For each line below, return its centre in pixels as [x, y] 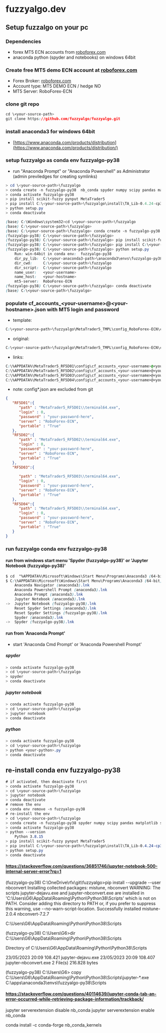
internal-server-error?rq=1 [33, 872]
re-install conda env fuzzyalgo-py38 [63, 770]
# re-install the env [28, 814]
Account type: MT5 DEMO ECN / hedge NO [57, 86]
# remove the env [23, 805]
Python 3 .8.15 [29, 837]
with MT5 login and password [83, 309]
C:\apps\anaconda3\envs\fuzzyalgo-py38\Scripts [56, 983]
